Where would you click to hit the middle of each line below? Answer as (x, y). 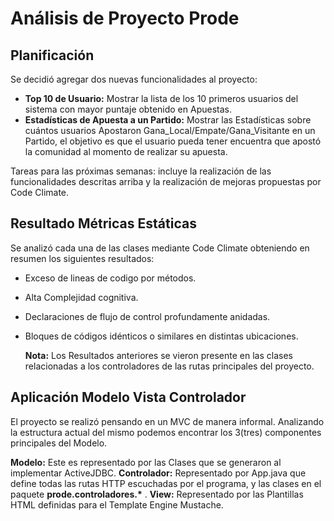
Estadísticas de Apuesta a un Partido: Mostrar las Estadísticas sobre (168, 120)
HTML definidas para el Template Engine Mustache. (117, 504)
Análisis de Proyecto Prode (125, 18)
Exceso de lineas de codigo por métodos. (110, 278)
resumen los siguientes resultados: (82, 258)
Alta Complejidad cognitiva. (81, 297)
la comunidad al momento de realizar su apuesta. (126, 151)
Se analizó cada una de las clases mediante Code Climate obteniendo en (160, 248)
